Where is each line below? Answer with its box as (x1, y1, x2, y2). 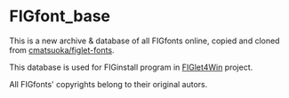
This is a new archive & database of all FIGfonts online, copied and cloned (9, 35, 280, 46)
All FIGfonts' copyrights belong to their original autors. (9, 79, 208, 89)
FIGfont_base (9, 6, 111, 26)
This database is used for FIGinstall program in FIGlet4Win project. (9, 62, 253, 72)
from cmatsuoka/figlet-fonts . (9, 44, 115, 55)
